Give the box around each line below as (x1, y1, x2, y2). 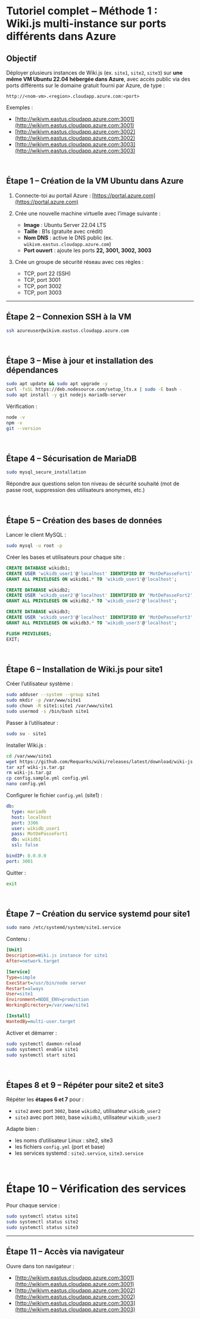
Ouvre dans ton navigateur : (6, 1262, 74, 1269)
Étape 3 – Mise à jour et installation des (6, 355, 154, 365)
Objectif (6, 53, 37, 63)
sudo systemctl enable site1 (6, 1046, 79, 1052)
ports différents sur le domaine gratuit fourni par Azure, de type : (6, 82, 165, 89)
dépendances (6, 365, 58, 375)
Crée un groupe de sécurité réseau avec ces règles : (14, 258, 144, 265)
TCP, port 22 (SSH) (23, 270, 71, 277)
